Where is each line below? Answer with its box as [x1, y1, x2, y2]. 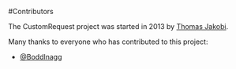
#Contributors [8, 7, 54, 16]
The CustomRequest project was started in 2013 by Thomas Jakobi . [8, 22, 229, 31]
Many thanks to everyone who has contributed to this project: [8, 37, 208, 46]
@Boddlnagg [19, 53, 62, 61]
